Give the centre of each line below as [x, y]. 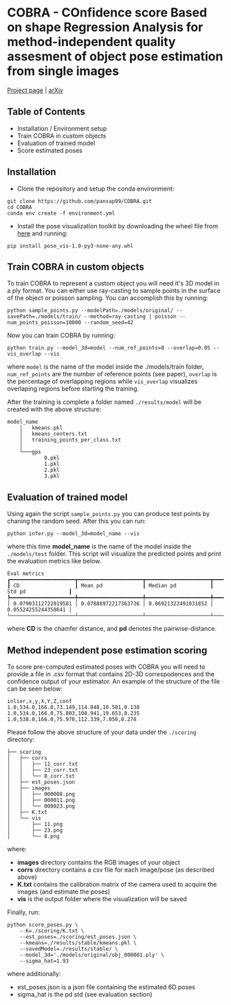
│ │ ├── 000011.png [41, 800]
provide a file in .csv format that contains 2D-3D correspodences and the [111, 674]
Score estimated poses [49, 150]
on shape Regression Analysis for [105, 27]
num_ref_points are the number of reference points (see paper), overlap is [112, 374]
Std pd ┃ [40, 592]
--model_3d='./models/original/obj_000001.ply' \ [92, 955]
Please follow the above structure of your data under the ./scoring [102, 732]
